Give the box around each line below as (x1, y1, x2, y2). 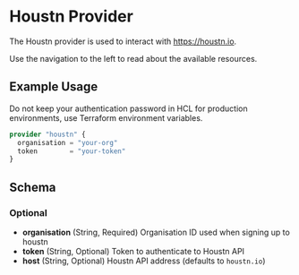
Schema (9, 179, 56, 194)
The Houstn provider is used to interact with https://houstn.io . (9, 36, 237, 47)
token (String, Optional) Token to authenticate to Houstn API (21, 245, 244, 256)
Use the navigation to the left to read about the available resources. (9, 53, 258, 64)
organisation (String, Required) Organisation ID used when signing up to (21, 227, 291, 237)
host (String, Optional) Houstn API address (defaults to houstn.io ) (21, 255, 266, 266)
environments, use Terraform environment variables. (9, 112, 203, 123)
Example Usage (9, 79, 98, 95)
